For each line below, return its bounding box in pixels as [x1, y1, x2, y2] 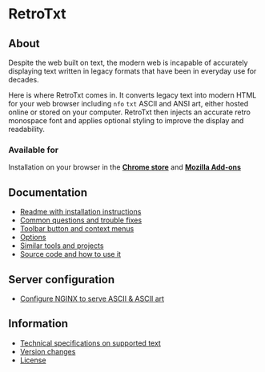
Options [19, 233, 46, 242]
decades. [8, 75, 39, 84]
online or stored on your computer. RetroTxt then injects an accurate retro [8, 107, 251, 117]
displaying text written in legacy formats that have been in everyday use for [8, 66, 257, 76]
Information [8, 317, 69, 330]
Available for [8, 144, 58, 155]
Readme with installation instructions [19, 207, 142, 217]
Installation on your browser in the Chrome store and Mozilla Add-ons [8, 162, 242, 172]
